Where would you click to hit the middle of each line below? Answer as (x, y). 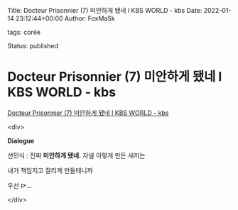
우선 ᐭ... (20, 185)
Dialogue (21, 140)
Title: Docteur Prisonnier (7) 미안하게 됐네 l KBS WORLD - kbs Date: (105, 10)
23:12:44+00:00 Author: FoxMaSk (65, 18)
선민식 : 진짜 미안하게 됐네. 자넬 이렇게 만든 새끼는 (76, 155)
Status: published (33, 46)
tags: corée (24, 32)
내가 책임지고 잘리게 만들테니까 (50, 170)
